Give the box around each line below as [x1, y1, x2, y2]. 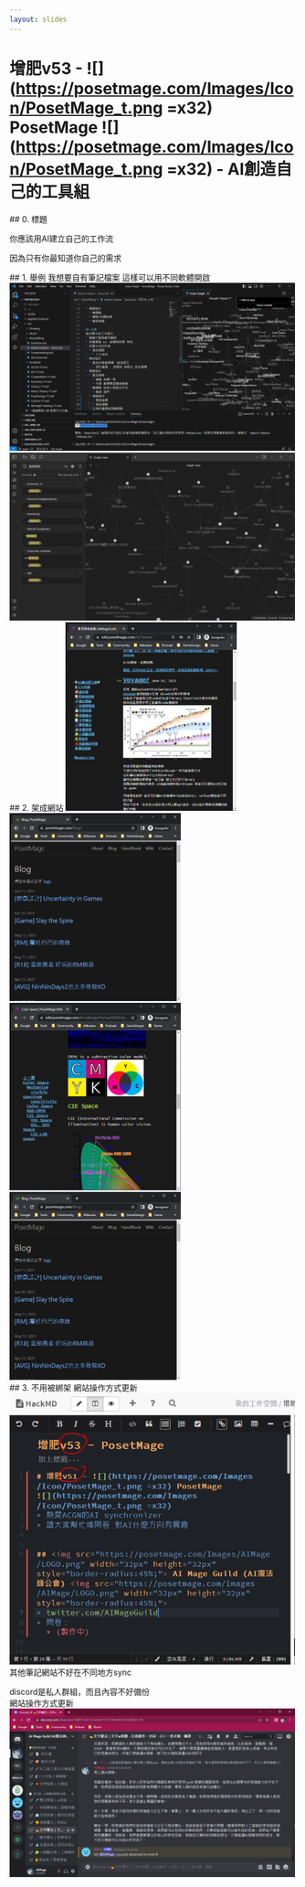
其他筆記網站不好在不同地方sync [9, 1667, 132, 1678]
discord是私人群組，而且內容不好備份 [9, 1687, 151, 1698]
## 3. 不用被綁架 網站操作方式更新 [9, 1382, 138, 1393]
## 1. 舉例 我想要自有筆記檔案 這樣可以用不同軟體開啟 [9, 272, 211, 283]
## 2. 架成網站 [9, 803, 64, 814]
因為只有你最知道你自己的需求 [9, 252, 121, 263]
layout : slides [9, 15, 68, 24]
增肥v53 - [9, 58, 84, 79]
